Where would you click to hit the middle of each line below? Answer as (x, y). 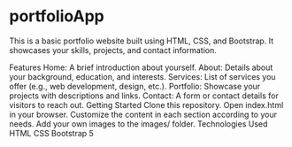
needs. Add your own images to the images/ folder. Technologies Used (138, 124)
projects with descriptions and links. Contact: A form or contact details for (144, 96)
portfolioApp (57, 16)
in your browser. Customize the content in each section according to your (143, 114)
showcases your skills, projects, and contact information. (113, 50)
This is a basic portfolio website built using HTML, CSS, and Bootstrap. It (142, 41)
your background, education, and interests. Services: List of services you (142, 76)
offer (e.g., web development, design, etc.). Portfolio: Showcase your (135, 86)
